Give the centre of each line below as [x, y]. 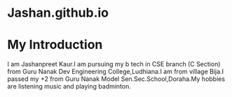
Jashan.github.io [58, 13]
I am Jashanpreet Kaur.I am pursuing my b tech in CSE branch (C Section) [114, 64]
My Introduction [55, 45]
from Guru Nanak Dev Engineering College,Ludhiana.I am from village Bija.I [116, 72]
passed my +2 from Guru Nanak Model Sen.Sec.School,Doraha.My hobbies [116, 79]
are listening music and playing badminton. [69, 87]
